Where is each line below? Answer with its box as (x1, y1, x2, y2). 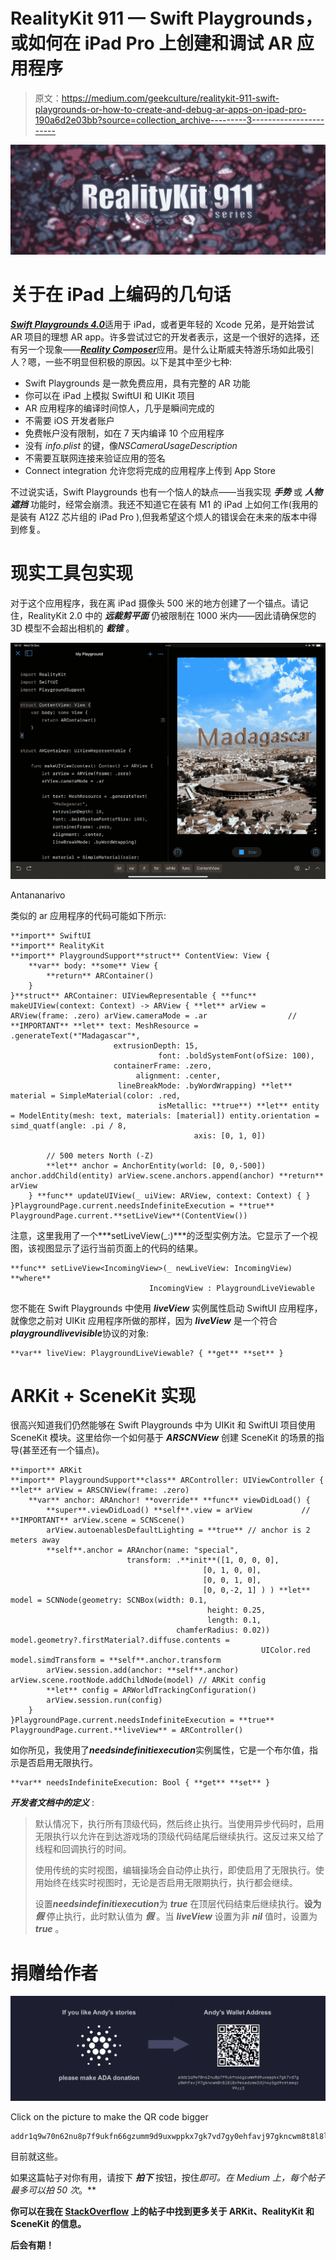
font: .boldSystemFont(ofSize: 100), (158, 1050, 315, 1061)
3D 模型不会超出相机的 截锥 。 (10, 622, 135, 634)
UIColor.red (260, 1645, 311, 1656)
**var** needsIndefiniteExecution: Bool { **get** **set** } (10, 1778, 271, 1788)
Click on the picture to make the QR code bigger (10, 2111, 209, 2123)
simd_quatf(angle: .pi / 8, (10, 1120, 128, 1131)
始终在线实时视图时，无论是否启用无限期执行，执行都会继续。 (43, 1877, 298, 1889)
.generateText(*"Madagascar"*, (10, 1030, 141, 1041)
